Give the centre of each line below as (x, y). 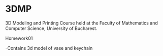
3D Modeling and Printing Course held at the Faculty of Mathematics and (82, 23)
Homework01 (19, 38)
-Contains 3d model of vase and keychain (49, 48)
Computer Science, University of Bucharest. (51, 28)
